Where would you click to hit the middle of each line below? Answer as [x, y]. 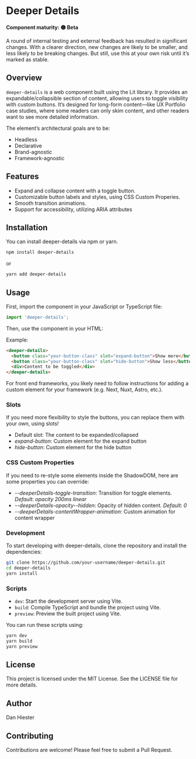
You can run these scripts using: [45, 625]
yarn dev [17, 636]
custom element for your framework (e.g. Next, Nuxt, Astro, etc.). [85, 389]
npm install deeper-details [40, 253]
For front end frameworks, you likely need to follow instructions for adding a [97, 384]
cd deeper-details [28, 568]
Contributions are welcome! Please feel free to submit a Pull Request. [89, 750]
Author [19, 703]
